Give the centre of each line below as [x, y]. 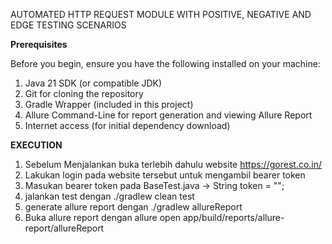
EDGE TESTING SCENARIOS [68, 25]
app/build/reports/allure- [234, 217]
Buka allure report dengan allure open [103, 217]
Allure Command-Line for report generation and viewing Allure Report [168, 115]
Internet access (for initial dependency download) [127, 125]
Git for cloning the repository [84, 93]
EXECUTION [36, 145]
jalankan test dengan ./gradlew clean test [109, 196]
